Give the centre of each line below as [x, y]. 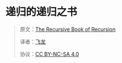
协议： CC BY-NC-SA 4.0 [49, 54]
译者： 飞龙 [33, 41]
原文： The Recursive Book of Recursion [68, 29]
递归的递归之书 [41, 12]
